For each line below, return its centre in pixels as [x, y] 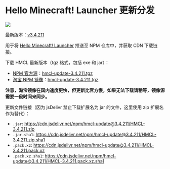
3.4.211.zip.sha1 [29, 140]
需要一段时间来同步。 [27, 96]
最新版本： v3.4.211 [25, 35]
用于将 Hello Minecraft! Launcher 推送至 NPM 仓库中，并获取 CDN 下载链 [81, 45]
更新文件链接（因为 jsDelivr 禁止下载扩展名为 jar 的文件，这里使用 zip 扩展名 [84, 107]
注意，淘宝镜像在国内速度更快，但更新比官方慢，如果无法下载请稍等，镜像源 [85, 90]
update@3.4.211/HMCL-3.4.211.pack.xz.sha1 [58, 161]
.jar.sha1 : [24, 134]
